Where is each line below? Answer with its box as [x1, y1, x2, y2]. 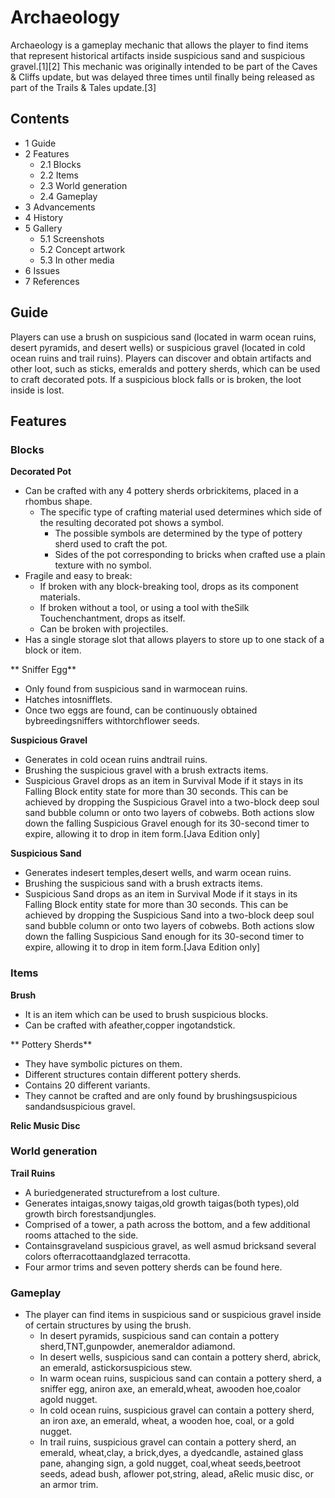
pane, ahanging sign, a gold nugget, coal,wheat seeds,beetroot [39, 1457, 302, 1470]
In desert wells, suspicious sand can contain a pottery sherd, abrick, [39, 1351, 322, 1363]
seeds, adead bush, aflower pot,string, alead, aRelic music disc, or [39, 1468, 314, 1480]
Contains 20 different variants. [24, 1079, 151, 1091]
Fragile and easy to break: [24, 570, 133, 582]
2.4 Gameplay [39, 190, 98, 202]
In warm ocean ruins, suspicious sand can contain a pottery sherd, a [39, 1372, 322, 1385]
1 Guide [24, 137, 57, 149]
